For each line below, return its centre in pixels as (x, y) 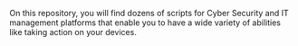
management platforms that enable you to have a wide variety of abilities (145, 23)
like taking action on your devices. (73, 32)
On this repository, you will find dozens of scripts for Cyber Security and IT (149, 13)
